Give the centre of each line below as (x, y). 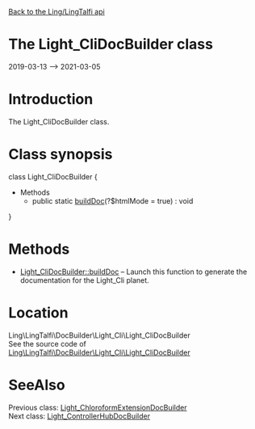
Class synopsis (61, 155)
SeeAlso (37, 385)
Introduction (51, 99)
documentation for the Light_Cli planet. (84, 280)
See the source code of (48, 343)
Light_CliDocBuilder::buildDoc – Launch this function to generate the (134, 271)
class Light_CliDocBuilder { (53, 176)
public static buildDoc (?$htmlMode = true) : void (113, 200)
